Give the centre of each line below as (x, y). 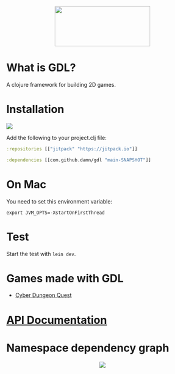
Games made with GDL (65, 278)
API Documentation (57, 320)
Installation (35, 109)
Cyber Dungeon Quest (43, 295)
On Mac (27, 184)
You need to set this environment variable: (59, 201)
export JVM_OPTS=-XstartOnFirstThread (55, 213)
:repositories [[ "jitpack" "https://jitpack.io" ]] (72, 149)
